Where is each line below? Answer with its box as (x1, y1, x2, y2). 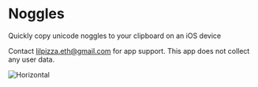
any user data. (8, 55, 55, 64)
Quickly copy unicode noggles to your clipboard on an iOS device (8, 31, 222, 40)
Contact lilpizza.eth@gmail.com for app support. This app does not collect (8, 46, 250, 55)
